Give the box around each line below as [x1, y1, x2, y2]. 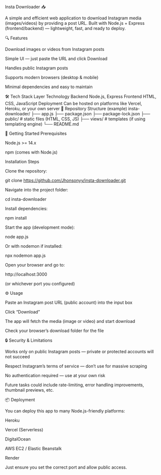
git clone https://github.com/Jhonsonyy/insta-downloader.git [5, 177, 126, 183]
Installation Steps [5, 159, 40, 164]
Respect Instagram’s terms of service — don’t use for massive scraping [5, 363, 147, 369]
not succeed [5, 354, 30, 360]
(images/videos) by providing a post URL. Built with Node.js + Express [5, 20, 145, 26]
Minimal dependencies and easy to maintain [5, 84, 93, 90]
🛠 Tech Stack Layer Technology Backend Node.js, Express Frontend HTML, [5, 94, 157, 99]
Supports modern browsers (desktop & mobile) [5, 75, 99, 80]
